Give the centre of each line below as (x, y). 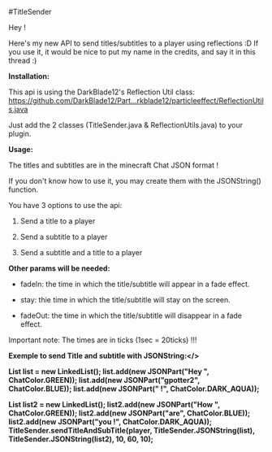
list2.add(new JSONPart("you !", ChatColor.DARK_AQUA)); (110, 422)
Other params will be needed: (59, 268)
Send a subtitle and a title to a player (81, 252)
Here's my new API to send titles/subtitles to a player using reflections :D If (134, 43)
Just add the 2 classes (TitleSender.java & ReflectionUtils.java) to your (126, 125)
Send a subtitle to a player (64, 237)
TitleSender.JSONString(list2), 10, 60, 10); (81, 439)
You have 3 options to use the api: (65, 205)
